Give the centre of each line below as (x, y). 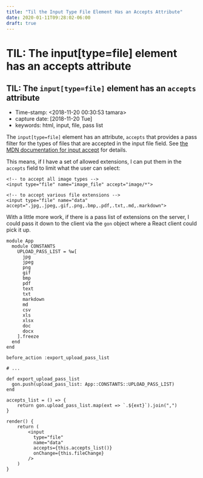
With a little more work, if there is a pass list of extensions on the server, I (98, 217)
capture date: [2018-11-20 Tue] (54, 119)
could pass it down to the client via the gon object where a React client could (101, 224)
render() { (20, 422)
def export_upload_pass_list (43, 379)
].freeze (28, 337)
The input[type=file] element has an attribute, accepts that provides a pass (102, 137)
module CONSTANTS (34, 246)
